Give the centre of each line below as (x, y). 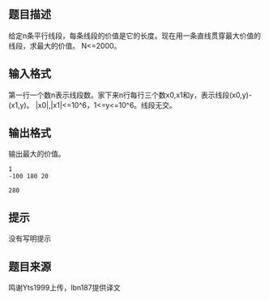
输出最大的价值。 (37, 154)
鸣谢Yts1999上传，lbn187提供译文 (65, 288)
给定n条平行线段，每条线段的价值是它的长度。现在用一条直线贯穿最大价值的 (135, 36)
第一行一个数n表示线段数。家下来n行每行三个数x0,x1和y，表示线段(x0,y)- (130, 95)
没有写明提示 (30, 238)
